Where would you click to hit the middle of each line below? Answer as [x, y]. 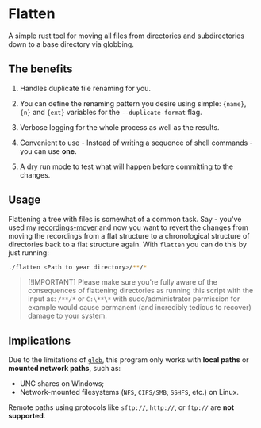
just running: [29, 252]
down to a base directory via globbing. [71, 44]
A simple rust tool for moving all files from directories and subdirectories [126, 36]
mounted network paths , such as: [65, 369]
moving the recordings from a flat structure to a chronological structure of [129, 235]
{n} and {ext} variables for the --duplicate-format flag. [111, 112]
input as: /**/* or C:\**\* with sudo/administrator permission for [134, 299]
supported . [27, 416]
